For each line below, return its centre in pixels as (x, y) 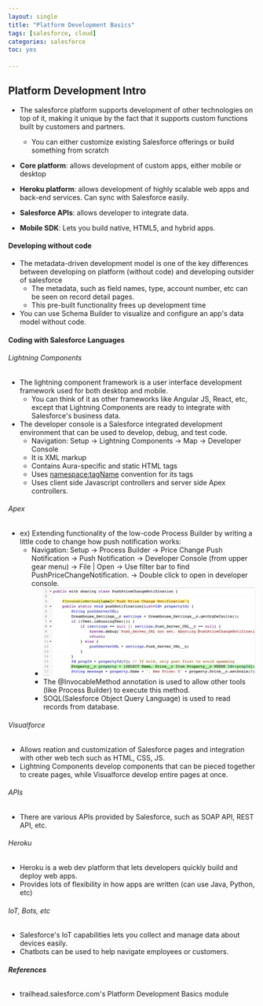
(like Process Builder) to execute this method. (117, 690)
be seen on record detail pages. (83, 297)
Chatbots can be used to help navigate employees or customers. (124, 952)
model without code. (53, 322)
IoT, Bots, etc (29, 910)
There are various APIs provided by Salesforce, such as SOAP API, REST (137, 816)
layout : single (33, 17)
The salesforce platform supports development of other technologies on (136, 109)
